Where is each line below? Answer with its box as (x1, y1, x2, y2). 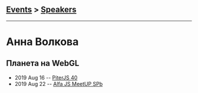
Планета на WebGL (6, 58, 80, 68)
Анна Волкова (6, 35, 79, 48)
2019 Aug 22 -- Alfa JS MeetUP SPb (14, 80, 103, 87)
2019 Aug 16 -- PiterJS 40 (14, 74, 78, 81)
